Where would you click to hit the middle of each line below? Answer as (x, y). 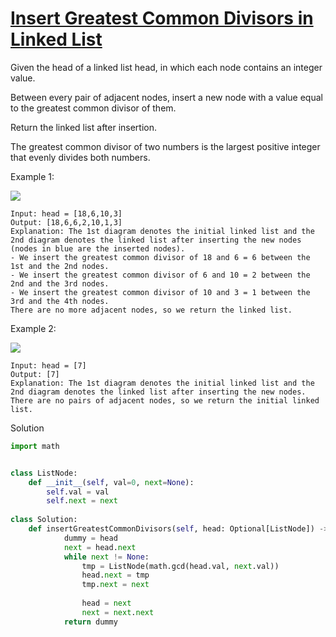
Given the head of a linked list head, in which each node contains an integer (166, 67)
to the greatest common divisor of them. (93, 108)
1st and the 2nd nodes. (60, 266)
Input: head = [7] (48, 365)
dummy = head (90, 538)
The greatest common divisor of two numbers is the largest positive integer (165, 146)
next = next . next (118, 612)
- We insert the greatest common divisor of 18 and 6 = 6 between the (160, 257)
